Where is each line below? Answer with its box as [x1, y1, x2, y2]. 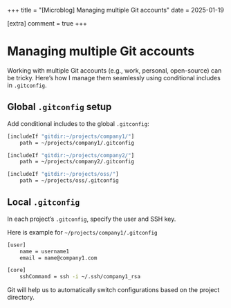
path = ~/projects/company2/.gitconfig [19, 158, 135, 165]
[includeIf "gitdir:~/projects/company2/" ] [7, 152, 135, 158]
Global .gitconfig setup [7, 101, 112, 113]
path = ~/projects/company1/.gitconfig [19, 139, 135, 146]
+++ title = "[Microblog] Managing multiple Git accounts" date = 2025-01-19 [7, 6, 225, 14]
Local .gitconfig [7, 197, 80, 208]
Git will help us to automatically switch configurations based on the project [7, 286, 220, 294]
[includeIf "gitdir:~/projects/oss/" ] [7, 171, 119, 178]
